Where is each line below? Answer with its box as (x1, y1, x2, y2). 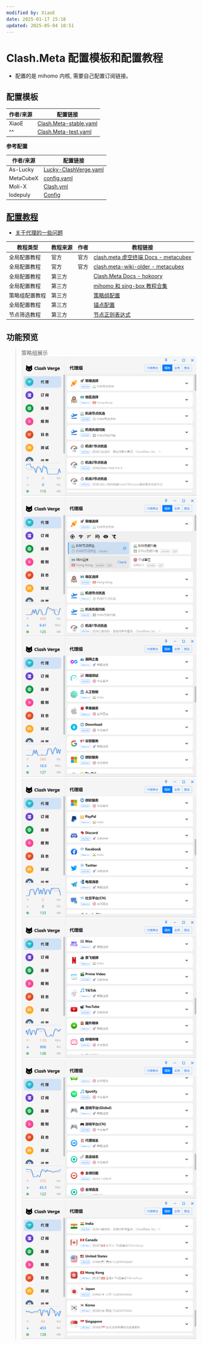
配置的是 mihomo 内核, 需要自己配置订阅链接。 (14, 73, 132, 80)
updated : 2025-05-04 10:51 (6, 22, 74, 28)
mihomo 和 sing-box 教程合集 (93, 282, 168, 290)
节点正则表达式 (93, 311, 131, 318)
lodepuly (8, 191, 31, 199)
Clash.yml (43, 183, 68, 190)
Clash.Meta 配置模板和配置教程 (6, 51, 164, 65)
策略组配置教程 (8, 292, 47, 299)
